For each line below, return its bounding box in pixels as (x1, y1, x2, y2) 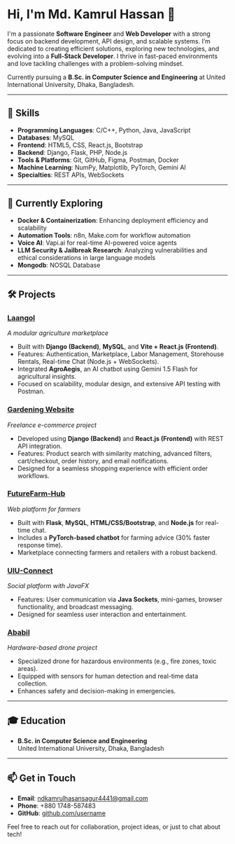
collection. (17, 679, 48, 688)
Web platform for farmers (7, 505, 81, 513)
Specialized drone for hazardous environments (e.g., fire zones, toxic (17, 657, 217, 665)
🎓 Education (7, 714, 66, 726)
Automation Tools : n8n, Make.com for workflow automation (17, 231, 191, 239)
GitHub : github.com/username (17, 809, 106, 817)
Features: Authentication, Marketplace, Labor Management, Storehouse (17, 350, 225, 358)
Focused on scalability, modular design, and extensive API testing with (17, 380, 221, 388)
